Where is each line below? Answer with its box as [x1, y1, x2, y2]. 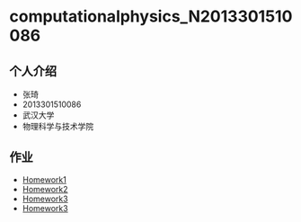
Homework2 [22, 183, 69, 194]
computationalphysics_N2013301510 [9, 6, 293, 27]
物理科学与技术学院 [22, 121, 94, 131]
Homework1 [22, 173, 67, 185]
